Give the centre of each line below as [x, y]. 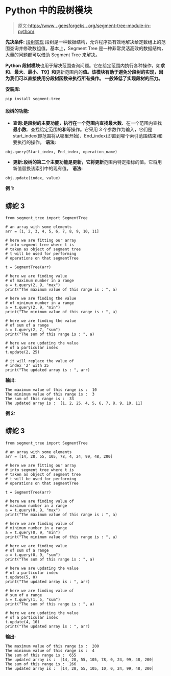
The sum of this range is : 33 [40, 399]
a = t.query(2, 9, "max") [33, 285]
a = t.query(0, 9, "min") [33, 532]
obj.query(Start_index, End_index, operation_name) [61, 152]
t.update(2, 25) [22, 352]
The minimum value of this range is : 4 [50, 650]
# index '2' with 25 [27, 365]
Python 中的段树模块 [49, 10]
